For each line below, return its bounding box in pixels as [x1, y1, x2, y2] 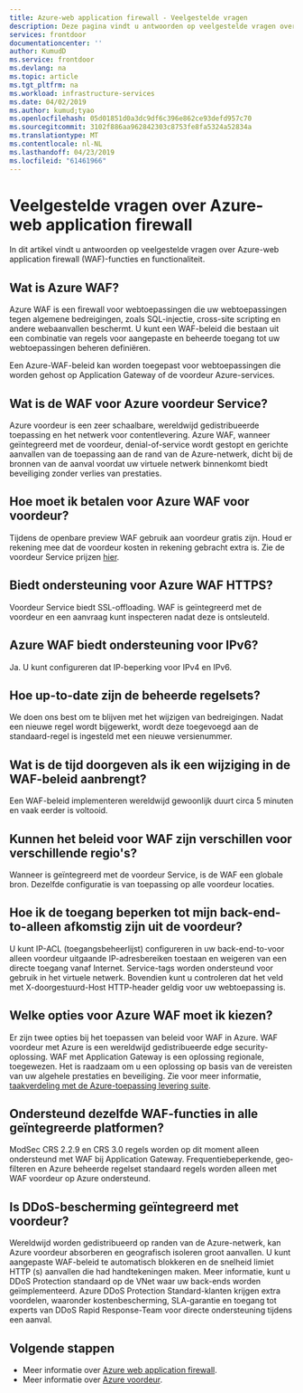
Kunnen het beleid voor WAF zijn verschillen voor [9, 831, 293, 847]
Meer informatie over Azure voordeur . [22, 1374, 163, 1385]
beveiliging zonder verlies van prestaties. [9, 468, 162, 479]
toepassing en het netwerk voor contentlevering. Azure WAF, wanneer [9, 430, 271, 441]
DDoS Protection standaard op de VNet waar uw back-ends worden [9, 1276, 262, 1287]
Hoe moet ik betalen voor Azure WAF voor [9, 494, 250, 509]
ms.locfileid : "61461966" [9, 156, 106, 166]
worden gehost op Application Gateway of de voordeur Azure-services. [9, 370, 275, 381]
